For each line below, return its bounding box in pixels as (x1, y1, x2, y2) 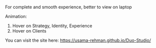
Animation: (5, 14, 27, 19)
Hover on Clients (12, 28, 47, 33)
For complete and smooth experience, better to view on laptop (5, 4, 132, 10)
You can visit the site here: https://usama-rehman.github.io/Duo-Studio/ (5, 37, 152, 43)
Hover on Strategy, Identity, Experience (12, 23, 92, 29)
